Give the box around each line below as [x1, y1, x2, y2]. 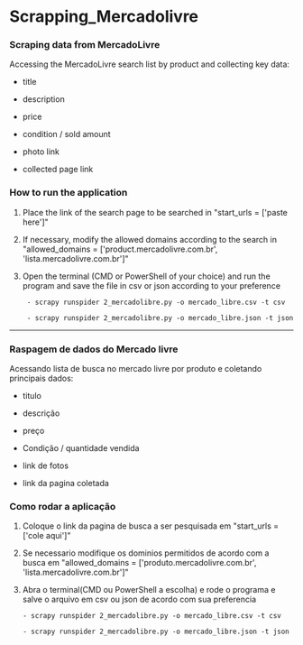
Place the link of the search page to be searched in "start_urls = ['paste [22, 207, 289, 217]
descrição [22, 408, 60, 419]
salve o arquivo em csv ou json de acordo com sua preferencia [22, 594, 257, 605]
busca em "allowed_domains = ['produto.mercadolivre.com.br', [22, 557, 257, 568]
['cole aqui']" [22, 530, 71, 541]
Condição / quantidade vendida [22, 443, 140, 454]
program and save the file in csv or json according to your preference [22, 280, 281, 290]
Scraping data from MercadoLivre [9, 39, 161, 51]
